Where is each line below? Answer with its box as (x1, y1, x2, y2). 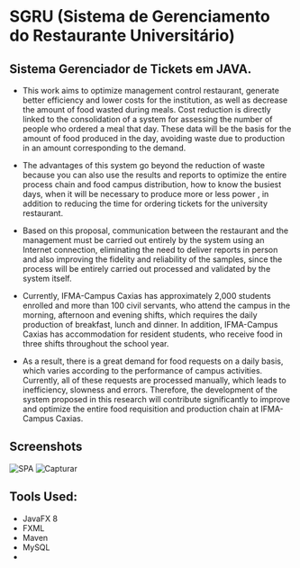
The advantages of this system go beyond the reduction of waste (22, 160, 266, 170)
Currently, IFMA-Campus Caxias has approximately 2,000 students (22, 291, 272, 301)
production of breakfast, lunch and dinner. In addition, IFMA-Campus (22, 320, 278, 329)
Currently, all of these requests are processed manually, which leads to (22, 375, 286, 385)
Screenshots (9, 439, 83, 455)
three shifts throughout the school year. (22, 338, 169, 348)
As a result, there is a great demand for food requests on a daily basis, (22, 356, 284, 366)
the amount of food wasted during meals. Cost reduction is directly (22, 104, 272, 114)
